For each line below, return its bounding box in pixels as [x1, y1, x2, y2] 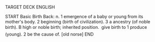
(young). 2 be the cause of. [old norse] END [5, 31, 94, 37]
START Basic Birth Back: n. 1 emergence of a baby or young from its [5, 14, 143, 19]
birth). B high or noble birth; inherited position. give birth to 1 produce [5, 24, 147, 30]
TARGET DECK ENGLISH [5, 4, 55, 10]
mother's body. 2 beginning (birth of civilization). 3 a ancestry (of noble [5, 19, 151, 24]
